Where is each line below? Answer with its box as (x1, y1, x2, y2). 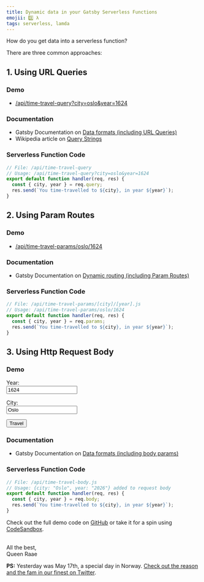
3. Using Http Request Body (6, 347, 115, 357)
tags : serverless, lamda (6, 20, 70, 26)
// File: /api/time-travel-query (6, 164, 92, 171)
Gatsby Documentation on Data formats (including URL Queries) (15, 128, 178, 136)
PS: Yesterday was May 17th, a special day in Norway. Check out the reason (6, 562, 198, 569)
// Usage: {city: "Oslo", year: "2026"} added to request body (6, 485, 172, 491)
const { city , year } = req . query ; (12, 182, 103, 188)
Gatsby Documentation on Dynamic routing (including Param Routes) (15, 272, 190, 279)
